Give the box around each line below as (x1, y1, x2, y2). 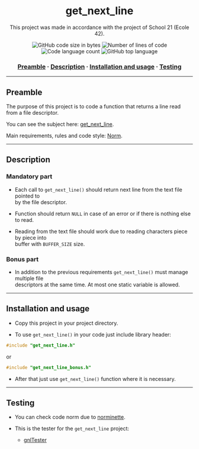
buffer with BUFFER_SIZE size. (14, 240, 85, 247)
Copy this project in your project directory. (14, 319, 118, 327)
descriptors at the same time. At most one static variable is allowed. (14, 281, 180, 288)
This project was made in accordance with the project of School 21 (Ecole (9, 24, 190, 31)
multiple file (14, 275, 44, 282)
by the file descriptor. (14, 198, 67, 205)
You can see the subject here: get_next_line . (6, 121, 114, 128)
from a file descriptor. (6, 109, 59, 117)
